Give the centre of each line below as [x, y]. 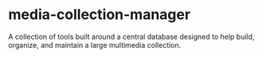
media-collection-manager [100, 15]
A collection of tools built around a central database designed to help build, [131, 37]
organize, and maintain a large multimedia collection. [95, 44]
